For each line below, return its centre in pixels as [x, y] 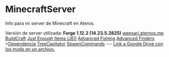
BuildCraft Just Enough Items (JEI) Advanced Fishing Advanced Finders [80, 38]
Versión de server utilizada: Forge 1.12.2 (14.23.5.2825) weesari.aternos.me [84, 33]
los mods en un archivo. [30, 49]
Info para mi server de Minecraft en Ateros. [50, 23]
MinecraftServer [41, 9]
